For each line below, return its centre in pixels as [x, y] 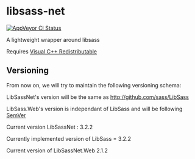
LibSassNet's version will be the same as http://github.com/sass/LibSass [97, 97]
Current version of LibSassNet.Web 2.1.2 [57, 151]
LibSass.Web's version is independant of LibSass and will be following [94, 109]
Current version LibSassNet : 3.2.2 [50, 127]
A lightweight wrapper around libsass [53, 39]
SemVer [16, 115]
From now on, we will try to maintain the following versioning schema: [94, 85]
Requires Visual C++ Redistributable [52, 51]
